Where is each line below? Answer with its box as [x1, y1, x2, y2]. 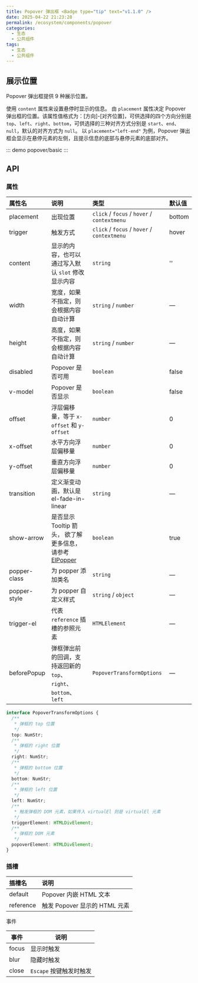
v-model [9, 388, 34, 396]
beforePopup [9, 669, 46, 677]
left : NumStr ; [11, 798, 46, 804]
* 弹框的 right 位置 [14, 743, 60, 749]
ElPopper [51, 556, 77, 564]
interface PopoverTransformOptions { [6, 710, 99, 716]
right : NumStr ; [11, 754, 49, 760]
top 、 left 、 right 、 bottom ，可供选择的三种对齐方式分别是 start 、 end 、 [6, 120, 180, 127]
